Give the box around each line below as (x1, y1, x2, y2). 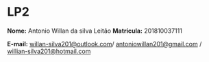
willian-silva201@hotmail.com (7, 47, 91, 55)
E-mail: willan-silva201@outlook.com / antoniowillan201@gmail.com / (7, 40, 202, 48)
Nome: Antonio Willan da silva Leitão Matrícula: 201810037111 (7, 27, 183, 35)
